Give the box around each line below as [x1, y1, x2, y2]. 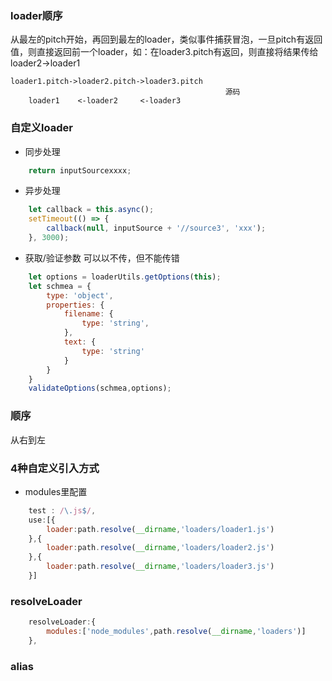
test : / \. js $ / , [28, 505, 97, 516]
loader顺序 [10, 8, 63, 22]
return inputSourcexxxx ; [28, 165, 132, 176]
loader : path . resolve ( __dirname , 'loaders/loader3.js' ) [46, 562, 275, 572]
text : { [63, 337, 97, 347]
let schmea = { [28, 281, 92, 291]
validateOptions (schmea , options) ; [28, 383, 172, 394]
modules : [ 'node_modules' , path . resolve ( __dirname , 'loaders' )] [46, 627, 307, 637]
